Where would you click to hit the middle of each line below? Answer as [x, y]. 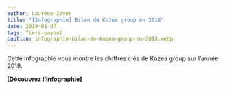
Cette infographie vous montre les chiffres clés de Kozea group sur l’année [113, 58]
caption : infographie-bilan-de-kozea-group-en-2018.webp [90, 39]
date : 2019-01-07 [32, 26]
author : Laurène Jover [39, 13]
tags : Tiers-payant [35, 33]
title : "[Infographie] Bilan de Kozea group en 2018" [86, 20]
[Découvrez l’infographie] [45, 79]
